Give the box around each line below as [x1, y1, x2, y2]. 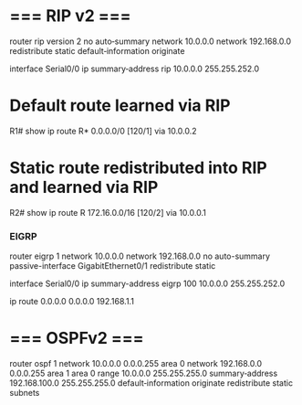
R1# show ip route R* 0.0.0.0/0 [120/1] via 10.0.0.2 [9, 125, 198, 136]
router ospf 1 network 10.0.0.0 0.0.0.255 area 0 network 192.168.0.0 [9, 358, 263, 369]
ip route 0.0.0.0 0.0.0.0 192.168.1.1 [9, 296, 135, 307]
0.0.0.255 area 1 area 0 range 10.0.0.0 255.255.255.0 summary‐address [9, 368, 278, 379]
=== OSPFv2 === [9, 328, 144, 348]
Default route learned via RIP [9, 95, 231, 116]
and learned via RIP [9, 177, 159, 197]
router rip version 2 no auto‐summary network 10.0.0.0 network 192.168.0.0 [9, 36, 292, 47]
